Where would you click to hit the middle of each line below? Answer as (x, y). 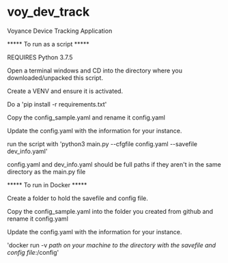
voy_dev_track (48, 12)
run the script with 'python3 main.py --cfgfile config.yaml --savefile (102, 143)
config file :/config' (33, 252)
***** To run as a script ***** (48, 44)
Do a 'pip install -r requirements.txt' (57, 104)
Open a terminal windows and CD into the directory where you (95, 70)
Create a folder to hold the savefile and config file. (77, 198)
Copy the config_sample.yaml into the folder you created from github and (110, 211)
